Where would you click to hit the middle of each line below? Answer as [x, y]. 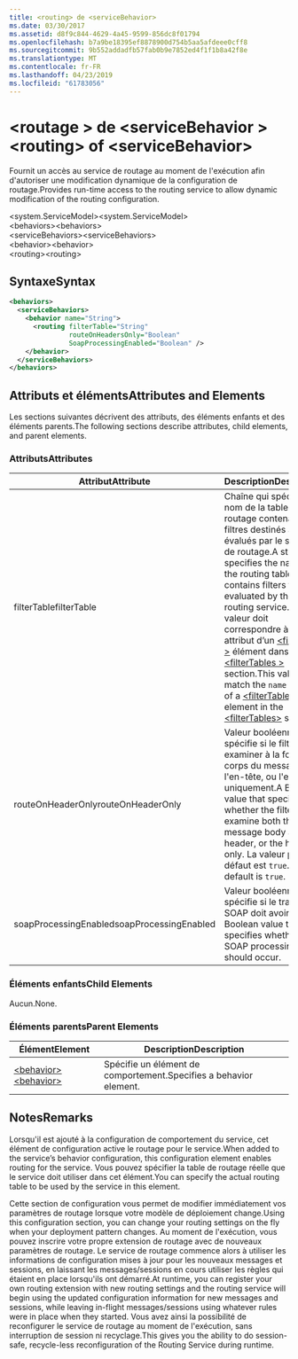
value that [245, 799]
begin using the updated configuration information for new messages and [144, 1297]
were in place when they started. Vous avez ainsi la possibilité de [128, 1316]
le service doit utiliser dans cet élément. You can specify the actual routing [144, 1176]
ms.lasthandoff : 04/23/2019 [61, 75]
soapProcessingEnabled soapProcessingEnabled [114, 925]
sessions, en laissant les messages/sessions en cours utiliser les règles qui [146, 1269]
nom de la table [256, 508]
